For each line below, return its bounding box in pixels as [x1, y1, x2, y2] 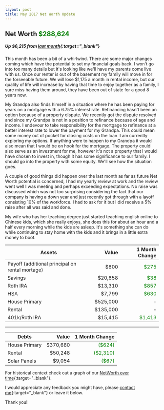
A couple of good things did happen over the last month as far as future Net [5, 173, 158, 179]
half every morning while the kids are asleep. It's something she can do [5, 224, 149, 230]
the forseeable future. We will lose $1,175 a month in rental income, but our [5, 76, 155, 82]
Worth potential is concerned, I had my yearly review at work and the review [5, 178, 159, 184]
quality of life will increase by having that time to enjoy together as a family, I [5, 82, 159, 87]
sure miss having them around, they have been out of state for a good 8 [5, 86, 149, 93]
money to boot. [5, 234, 36, 240]
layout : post [5, 7, 32, 12]
